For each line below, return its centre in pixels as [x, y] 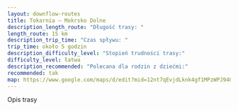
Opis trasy [22, 100]
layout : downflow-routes [44, 14]
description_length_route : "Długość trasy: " [75, 27]
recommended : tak [33, 73]
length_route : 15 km [38, 34]
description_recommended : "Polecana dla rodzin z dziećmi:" [98, 66]
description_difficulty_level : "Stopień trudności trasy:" [96, 54]
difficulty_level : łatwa [44, 60]
